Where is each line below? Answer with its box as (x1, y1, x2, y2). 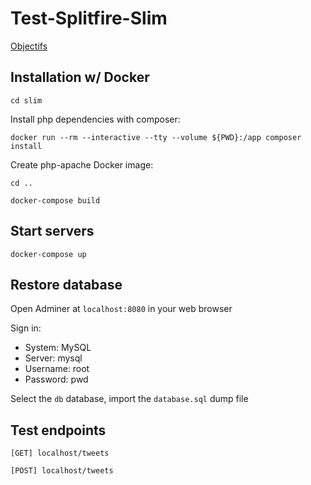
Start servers (10, 223, 95, 240)
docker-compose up (10, 249, 87, 259)
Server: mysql (24, 352, 83, 364)
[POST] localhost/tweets (10, 466, 114, 476)
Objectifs (10, 40, 48, 52)
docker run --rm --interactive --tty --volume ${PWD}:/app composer (10, 132, 302, 142)
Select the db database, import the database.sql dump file (10, 393, 249, 405)
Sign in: (10, 322, 42, 334)
